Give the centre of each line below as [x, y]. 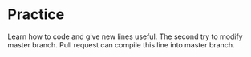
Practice [36, 15]
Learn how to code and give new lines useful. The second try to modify [125, 36]
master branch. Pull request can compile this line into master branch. [121, 44]
